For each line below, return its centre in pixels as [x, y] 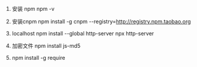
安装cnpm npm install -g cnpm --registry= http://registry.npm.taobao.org [101, 22]
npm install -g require [38, 58]
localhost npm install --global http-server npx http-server [83, 33]
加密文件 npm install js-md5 [46, 46]
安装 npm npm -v [33, 9]
